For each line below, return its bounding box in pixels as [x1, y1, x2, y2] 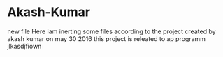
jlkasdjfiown [7, 42, 42, 50]
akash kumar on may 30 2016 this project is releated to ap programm [7, 34, 206, 42]
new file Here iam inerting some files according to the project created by [7, 27, 216, 35]
